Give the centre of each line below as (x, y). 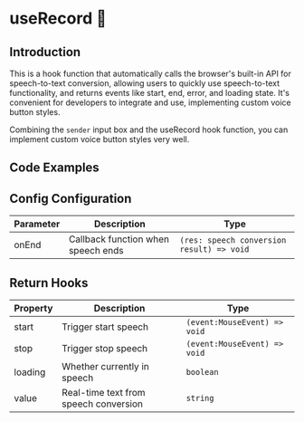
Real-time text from (104, 393)
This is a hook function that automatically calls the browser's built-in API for (151, 73)
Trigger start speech (105, 327)
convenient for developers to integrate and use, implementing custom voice (150, 102)
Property (33, 309)
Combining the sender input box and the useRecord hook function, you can (149, 129)
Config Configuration (71, 198)
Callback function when (119, 239)
